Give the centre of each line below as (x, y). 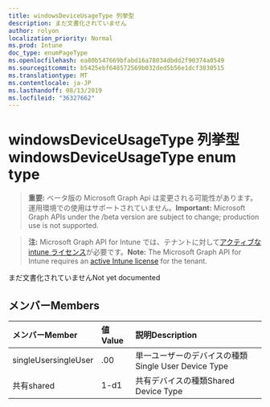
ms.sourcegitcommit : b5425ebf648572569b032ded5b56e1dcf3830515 (117, 68)
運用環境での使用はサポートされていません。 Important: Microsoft (137, 208)
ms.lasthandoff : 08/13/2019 (55, 90)
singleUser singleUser (53, 360)
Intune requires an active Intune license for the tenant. (117, 261)
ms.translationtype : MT (48, 75)
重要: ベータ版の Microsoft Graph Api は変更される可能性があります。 (143, 198)
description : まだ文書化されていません (67, 23)
